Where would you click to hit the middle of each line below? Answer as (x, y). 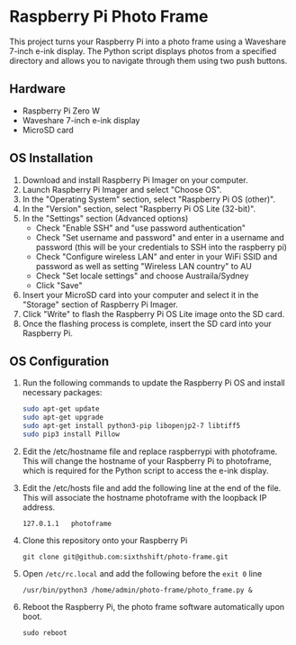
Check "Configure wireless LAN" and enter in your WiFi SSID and (156, 256)
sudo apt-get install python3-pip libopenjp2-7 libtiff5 (131, 426)
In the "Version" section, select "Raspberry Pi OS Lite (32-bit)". (139, 208)
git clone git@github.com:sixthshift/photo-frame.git (125, 557)
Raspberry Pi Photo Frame (109, 17)
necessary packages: (62, 393)
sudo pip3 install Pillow (71, 434)
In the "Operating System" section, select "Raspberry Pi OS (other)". (149, 199)
